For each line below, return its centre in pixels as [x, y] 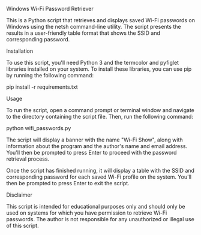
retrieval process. [28, 159]
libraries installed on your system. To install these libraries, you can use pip [99, 69]
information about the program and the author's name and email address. [97, 146]
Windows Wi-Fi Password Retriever [50, 9]
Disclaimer [19, 195]
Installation [20, 51]
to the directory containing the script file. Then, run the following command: [100, 117]
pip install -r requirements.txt [42, 87]
